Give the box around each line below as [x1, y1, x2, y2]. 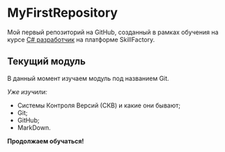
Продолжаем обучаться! [7, 137, 84, 145]
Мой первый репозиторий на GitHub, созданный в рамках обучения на [7, 28, 219, 36]
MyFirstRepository [7, 5, 118, 21]
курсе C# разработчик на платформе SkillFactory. [7, 35, 155, 43]
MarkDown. [17, 123, 51, 132]
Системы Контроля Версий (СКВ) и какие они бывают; [17, 101, 181, 109]
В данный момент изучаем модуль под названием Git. [7, 74, 169, 82]
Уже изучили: [7, 87, 47, 96]
